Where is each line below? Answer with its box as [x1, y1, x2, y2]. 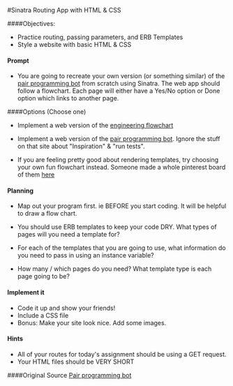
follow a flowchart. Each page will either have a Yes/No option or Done [17, 87, 220, 95]
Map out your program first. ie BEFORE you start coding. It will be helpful [17, 202, 227, 210]
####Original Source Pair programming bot [7, 371, 132, 379]
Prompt [7, 56, 29, 65]
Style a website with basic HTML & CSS [17, 40, 132, 48]
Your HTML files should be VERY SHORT [17, 357, 135, 366]
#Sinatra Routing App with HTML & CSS [7, 6, 121, 14]
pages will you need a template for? [17, 230, 120, 239]
